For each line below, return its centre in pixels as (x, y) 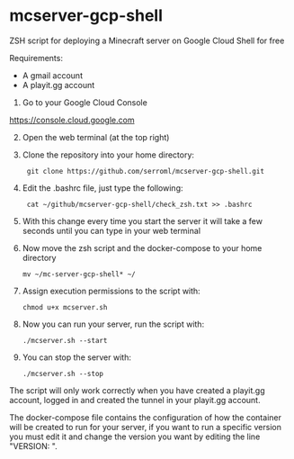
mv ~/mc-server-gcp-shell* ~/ (79, 274)
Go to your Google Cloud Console (85, 102)
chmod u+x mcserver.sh (65, 307)
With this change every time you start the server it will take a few (143, 220)
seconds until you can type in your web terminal (111, 230)
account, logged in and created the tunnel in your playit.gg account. (135, 400)
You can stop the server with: (77, 357)
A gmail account (53, 75)
